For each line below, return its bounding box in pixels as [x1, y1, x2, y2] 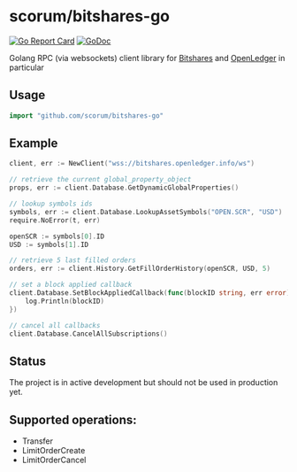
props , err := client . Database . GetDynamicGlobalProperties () [9, 183, 240, 192]
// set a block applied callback [9, 281, 133, 290]
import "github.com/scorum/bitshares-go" [9, 111, 164, 120]
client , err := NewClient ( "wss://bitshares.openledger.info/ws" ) [9, 159, 255, 168]
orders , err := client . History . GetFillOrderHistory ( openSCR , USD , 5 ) [9, 264, 271, 274]
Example [9, 135, 58, 151]
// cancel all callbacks [9, 321, 101, 329]
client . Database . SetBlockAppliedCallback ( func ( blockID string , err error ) [9, 289, 291, 298]
